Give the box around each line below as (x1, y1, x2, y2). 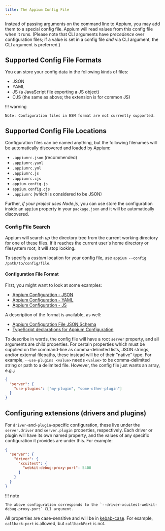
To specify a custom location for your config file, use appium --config (5, 255, 147, 261)
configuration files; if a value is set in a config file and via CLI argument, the (5, 36, 159, 42)
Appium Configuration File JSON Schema (12, 321, 97, 327)
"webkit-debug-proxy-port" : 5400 (23, 465, 92, 470)
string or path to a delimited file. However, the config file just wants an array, (5, 362, 160, 368)
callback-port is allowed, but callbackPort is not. (5, 520, 106, 526)
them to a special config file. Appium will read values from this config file (5, 26, 153, 32)
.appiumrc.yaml (12, 161, 44, 166)
